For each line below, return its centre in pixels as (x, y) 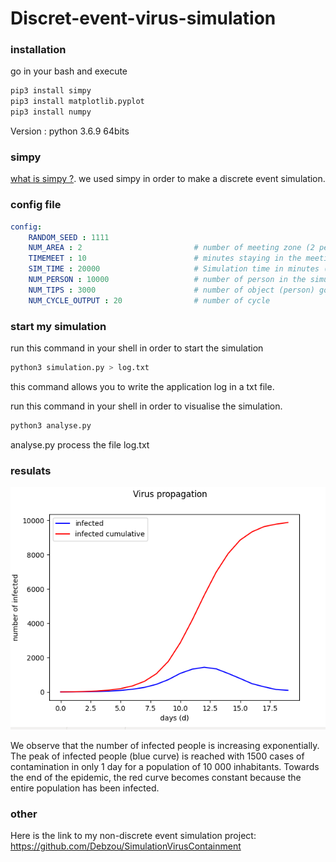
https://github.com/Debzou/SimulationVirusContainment (126, 846)
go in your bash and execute (69, 71)
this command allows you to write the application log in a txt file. (142, 386)
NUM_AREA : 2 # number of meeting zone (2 (171, 248)
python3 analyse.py (51, 425)
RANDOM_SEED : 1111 (69, 237)
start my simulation (58, 326)
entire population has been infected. (85, 788)
